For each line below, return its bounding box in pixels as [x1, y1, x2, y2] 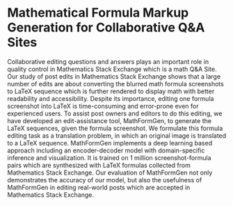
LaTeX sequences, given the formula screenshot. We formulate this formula [7, 124, 223, 132]
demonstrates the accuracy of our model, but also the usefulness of [7, 175, 202, 184]
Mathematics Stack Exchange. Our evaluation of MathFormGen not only [7, 168, 213, 177]
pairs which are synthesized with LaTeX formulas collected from [7, 161, 191, 169]
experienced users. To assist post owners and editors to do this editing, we [7, 109, 223, 118]
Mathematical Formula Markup [7, 5, 189, 21]
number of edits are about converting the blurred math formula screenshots [7, 79, 224, 88]
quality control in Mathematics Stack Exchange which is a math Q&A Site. [7, 65, 217, 73]
